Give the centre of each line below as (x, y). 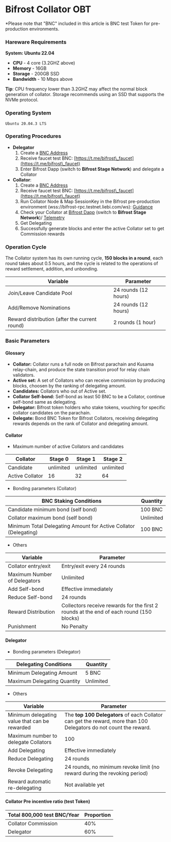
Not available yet (84, 785)
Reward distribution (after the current (52, 319)
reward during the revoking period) (106, 773)
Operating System (28, 113)
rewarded (19, 727)
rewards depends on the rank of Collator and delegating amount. (80, 424)
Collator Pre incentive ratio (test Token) (48, 801)
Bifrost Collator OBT (48, 9)
